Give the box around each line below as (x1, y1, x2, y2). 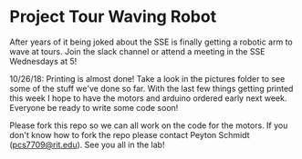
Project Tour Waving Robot (9, 6, 217, 27)
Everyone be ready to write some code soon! (9, 102, 179, 113)
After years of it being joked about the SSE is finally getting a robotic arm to (9, 36, 294, 47)
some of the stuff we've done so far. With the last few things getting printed (9, 83, 294, 94)
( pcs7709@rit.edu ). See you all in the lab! (9, 139, 165, 150)
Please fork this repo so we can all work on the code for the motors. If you (9, 120, 288, 131)
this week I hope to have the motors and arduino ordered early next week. (9, 93, 287, 104)
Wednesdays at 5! (9, 55, 78, 66)
